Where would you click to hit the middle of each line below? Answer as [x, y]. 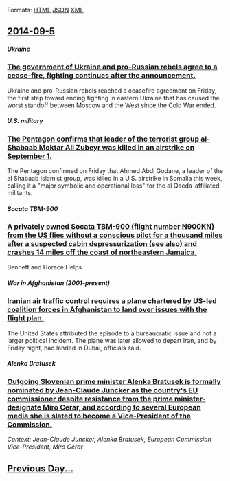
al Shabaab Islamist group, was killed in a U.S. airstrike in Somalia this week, [115, 179]
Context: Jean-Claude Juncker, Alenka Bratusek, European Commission [109, 440]
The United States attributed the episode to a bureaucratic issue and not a [112, 333]
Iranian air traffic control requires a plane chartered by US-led [112, 301]
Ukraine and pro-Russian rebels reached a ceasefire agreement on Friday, [112, 90]
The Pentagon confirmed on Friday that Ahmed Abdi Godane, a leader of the [115, 171]
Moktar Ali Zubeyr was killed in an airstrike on [117, 147]
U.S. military [25, 121]
